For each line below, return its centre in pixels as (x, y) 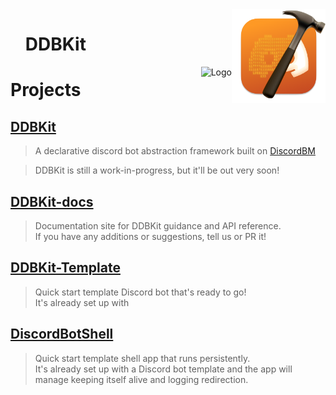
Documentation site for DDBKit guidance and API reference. (158, 226)
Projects (46, 90)
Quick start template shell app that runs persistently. (142, 358)
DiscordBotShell (62, 334)
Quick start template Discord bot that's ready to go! (140, 292)
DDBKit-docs (52, 201)
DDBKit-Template (65, 268)
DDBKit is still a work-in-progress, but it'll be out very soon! (157, 170)
